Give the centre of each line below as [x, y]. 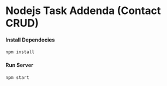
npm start [18, 77]
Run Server [19, 65]
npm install [20, 52]
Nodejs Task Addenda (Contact [83, 11]
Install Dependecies [30, 40]
